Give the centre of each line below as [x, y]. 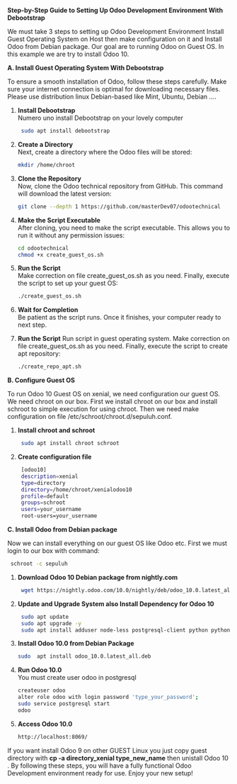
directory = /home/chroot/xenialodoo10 [76, 489]
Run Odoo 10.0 [40, 670]
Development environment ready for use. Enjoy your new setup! [100, 773]
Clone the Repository [49, 178]
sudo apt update [45, 617]
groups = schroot [43, 503]
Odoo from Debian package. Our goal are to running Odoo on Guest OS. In [116, 46]
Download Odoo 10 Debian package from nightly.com [98, 577]
